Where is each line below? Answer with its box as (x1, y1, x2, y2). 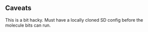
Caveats (5, 4, 31, 12)
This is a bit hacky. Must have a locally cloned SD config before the (5, 17, 144, 23)
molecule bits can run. (5, 22, 51, 28)
